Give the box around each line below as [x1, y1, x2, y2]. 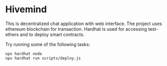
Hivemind [5, 4, 47, 15]
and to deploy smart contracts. [19, 31, 85, 37]
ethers [5, 31, 19, 37]
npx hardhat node [5, 51, 42, 56]
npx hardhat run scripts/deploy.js [5, 55, 81, 61]
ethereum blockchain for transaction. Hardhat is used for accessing [5, 26, 147, 32]
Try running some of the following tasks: [5, 41, 90, 47]
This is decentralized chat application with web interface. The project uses [5, 20, 162, 27]
